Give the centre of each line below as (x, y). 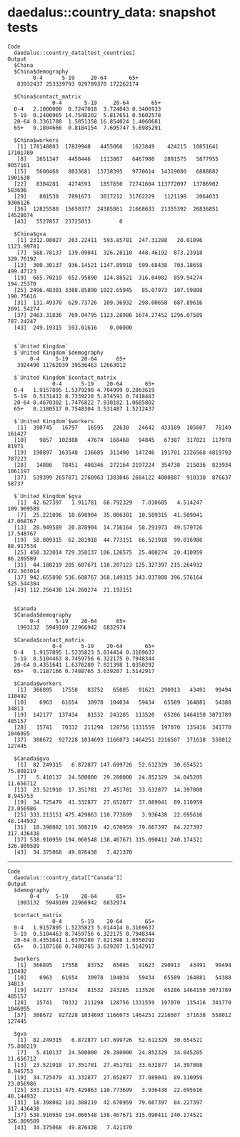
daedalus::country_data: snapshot (112, 12)
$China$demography (41, 71)
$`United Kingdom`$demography (59, 353)
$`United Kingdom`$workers (54, 421)
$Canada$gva (32, 758)
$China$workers (36, 140)
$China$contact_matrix (47, 96)
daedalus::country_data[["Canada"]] (68, 878)
